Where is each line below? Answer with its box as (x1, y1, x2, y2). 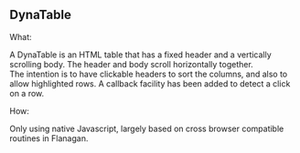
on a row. (9, 87, 45, 98)
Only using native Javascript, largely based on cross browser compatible (9, 123, 284, 134)
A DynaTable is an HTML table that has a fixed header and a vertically (9, 49, 272, 60)
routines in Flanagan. (9, 132, 89, 144)
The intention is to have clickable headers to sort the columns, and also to (9, 68, 288, 79)
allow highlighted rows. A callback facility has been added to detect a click (9, 77, 291, 89)
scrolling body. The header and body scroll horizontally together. (9, 58, 253, 69)
